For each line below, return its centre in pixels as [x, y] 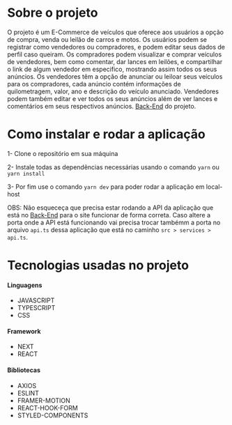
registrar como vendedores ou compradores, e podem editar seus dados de [116, 47]
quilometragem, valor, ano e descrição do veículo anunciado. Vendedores [113, 91]
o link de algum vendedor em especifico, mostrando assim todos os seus [112, 69]
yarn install [26, 173]
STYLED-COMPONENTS [53, 415]
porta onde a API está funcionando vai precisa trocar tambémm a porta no [114, 222]
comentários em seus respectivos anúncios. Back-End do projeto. [102, 106]
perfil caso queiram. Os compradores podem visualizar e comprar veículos [115, 54]
